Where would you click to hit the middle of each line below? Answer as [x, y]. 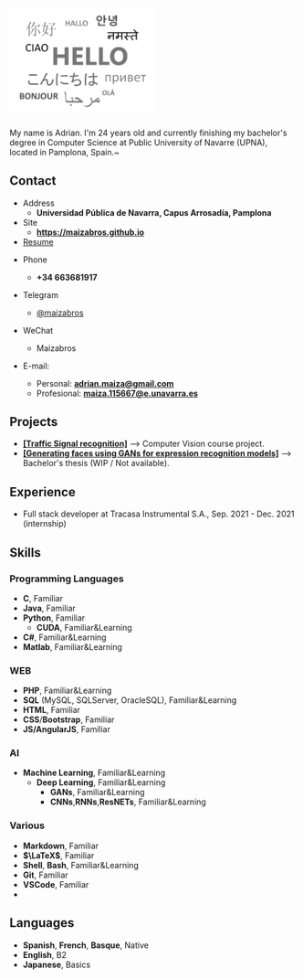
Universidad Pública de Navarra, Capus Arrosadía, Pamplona [154, 212]
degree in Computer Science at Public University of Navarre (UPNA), [138, 142]
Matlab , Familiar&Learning [73, 646]
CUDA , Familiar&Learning [84, 627]
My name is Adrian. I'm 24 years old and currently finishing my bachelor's [148, 133]
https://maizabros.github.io [90, 232]
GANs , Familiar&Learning [97, 793]
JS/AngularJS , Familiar [67, 729]
